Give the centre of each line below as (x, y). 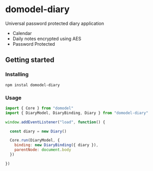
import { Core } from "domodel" (39, 108)
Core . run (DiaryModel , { (35, 141)
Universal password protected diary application (55, 23)
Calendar (22, 33)
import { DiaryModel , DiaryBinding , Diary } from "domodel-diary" (77, 113)
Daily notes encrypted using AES (47, 39)
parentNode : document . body (43, 150)
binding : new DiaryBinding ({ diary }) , (56, 145)
